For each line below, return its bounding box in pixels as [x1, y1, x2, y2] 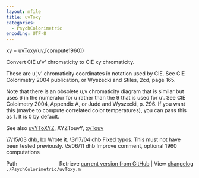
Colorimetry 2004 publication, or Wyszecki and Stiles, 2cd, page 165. [6, 77, 176, 84]
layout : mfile [6, 8, 42, 15]
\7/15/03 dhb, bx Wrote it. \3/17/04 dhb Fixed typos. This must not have [6, 136, 181, 143]
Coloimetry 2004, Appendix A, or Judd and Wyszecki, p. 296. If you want [6, 100, 185, 107]
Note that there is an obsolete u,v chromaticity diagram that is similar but [6, 88, 184, 95]
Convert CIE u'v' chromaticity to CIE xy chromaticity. [6, 59, 135, 66]
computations [6, 149, 40, 156]
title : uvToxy [6, 14, 42, 20]
